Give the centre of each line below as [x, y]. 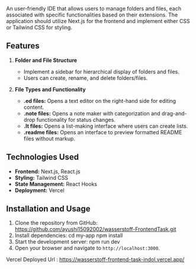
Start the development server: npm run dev [67, 242]
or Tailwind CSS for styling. [39, 27]
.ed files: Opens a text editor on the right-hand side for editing [100, 101]
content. [34, 107]
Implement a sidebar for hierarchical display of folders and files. [101, 72]
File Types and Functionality [50, 89]
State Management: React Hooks [56, 184]
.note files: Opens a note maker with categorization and [92, 113]
